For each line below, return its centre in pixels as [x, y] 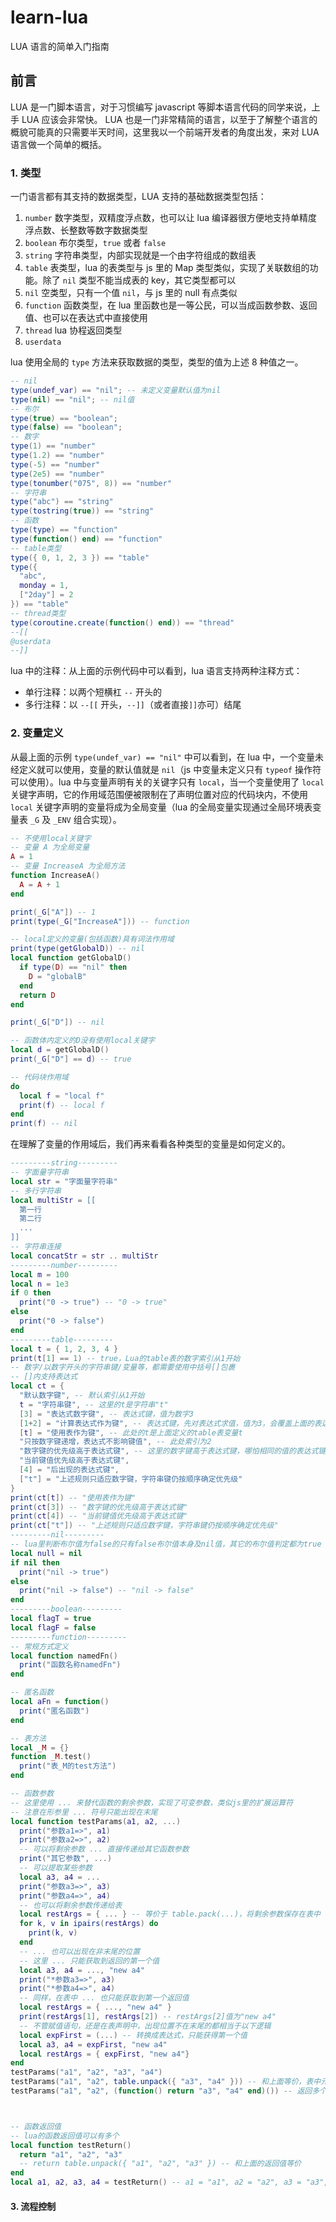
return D [37, 995]
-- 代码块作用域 [39, 1077]
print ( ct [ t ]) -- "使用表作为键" [73, 1497]
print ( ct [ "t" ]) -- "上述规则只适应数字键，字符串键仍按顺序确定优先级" [144, 1526]
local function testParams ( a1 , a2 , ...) [96, 1821]
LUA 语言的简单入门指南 [60, 46]
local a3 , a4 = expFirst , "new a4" [93, 2044]
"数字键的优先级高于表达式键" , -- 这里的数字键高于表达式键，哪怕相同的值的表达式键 [173, 1451]
